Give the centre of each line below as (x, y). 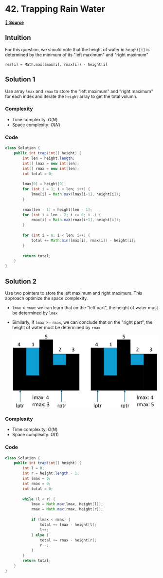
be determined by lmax (35, 313)
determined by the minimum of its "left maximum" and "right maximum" (77, 55)
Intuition (18, 38)
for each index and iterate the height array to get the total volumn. (71, 96)
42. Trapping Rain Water (55, 9)
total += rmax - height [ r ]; (68, 540)
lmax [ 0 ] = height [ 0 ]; (45, 184)
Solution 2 (21, 281)
